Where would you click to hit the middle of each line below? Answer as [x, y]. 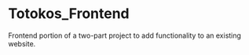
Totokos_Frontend [69, 14]
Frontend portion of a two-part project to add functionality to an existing [125, 35]
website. [22, 43]
